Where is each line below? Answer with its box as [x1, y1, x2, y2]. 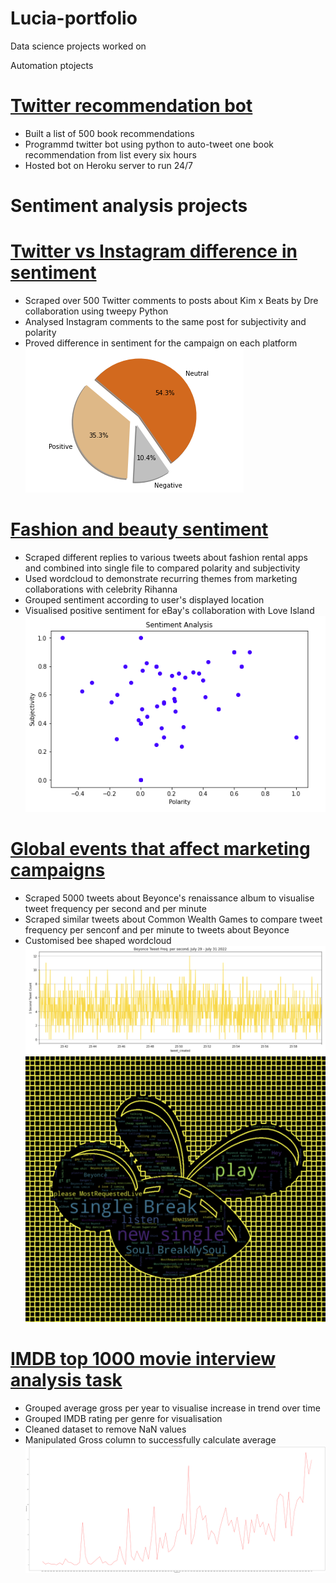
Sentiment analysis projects [10, 195, 248, 217]
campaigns [10, 859, 106, 882]
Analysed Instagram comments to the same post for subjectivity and [24, 316, 307, 327]
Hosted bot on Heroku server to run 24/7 [24, 159, 193, 171]
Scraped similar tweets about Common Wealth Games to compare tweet [24, 913, 323, 926]
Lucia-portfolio [10, 7, 138, 30]
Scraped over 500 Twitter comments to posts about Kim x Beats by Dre [24, 295, 319, 306]
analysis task [10, 1369, 123, 1392]
